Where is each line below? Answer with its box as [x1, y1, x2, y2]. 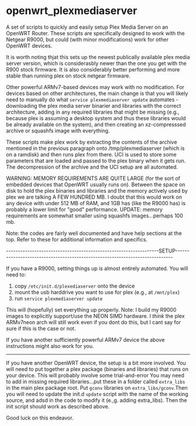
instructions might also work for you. [6, 342, 94, 349]
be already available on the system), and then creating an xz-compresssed [6, 121, 186, 128]
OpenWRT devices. [6, 42, 52, 49]
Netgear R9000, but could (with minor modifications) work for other [6, 36, 169, 43]
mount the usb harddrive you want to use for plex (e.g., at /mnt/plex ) [14, 288, 180, 295]
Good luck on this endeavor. [6, 414, 74, 421]
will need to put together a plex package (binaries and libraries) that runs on [6, 365, 188, 373]
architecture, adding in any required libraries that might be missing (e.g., [6, 108, 180, 115]
